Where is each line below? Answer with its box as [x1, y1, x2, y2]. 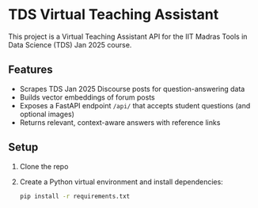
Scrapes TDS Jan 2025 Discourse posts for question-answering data [19, 84, 245, 93]
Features [8, 63, 53, 77]
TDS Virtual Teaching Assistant [8, 6, 219, 24]
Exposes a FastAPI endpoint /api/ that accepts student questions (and [19, 100, 251, 110]
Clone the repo [19, 161, 69, 171]
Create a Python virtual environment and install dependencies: [19, 176, 223, 187]
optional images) [19, 109, 75, 119]
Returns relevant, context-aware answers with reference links [19, 117, 221, 127]
